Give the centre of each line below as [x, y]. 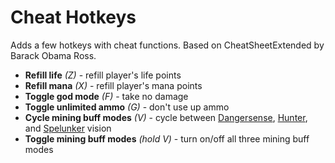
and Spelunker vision [68, 128]
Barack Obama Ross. [53, 55]
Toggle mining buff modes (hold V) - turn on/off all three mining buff [167, 138]
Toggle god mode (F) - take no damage [106, 96]
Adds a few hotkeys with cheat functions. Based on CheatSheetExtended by [167, 45]
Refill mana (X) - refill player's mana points [113, 85]
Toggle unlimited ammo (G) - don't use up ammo [127, 107]
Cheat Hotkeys [73, 17]
